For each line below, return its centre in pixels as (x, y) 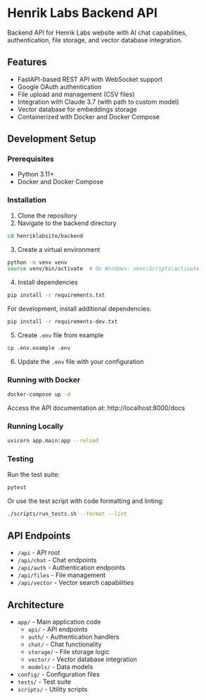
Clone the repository (47, 215)
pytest (17, 487)
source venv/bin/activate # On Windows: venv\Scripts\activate (103, 269)
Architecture (36, 605)
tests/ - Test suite (44, 682)
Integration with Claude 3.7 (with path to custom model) (98, 102)
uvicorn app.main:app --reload (53, 441)
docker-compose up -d (39, 394)
